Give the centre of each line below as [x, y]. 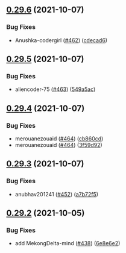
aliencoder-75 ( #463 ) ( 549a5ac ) [55, 89]
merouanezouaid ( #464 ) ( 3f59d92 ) [58, 145]
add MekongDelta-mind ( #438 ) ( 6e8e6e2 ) [68, 243]
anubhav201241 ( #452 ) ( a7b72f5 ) [56, 194]
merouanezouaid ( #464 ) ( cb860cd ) [59, 139]
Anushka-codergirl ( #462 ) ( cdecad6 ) [61, 40]
